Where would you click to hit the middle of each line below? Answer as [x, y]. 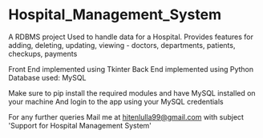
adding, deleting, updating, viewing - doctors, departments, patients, [122, 45]
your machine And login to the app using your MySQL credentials [116, 101]
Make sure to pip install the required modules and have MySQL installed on [132, 93]
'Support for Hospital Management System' [80, 125]
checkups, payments [43, 53]
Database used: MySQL [47, 77]
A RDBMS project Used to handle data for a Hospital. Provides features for [131, 37]
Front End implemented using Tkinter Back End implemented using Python [131, 69]
